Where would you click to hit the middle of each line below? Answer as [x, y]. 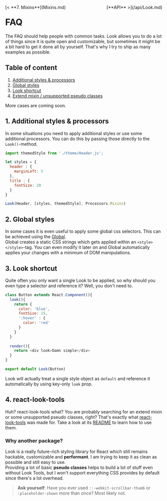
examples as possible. [28, 52]
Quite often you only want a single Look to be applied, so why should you [80, 280]
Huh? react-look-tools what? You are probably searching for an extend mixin [83, 411]
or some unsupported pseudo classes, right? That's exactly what [72, 417]
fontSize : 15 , [33, 314]
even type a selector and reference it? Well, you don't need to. [69, 286]
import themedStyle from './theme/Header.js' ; [54, 153]
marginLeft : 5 [29, 172]
